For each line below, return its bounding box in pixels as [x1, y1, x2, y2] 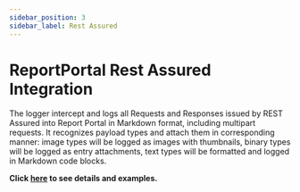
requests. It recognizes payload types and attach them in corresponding [9, 127, 275, 138]
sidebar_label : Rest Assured [9, 21, 118, 30]
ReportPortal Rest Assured [9, 60, 212, 80]
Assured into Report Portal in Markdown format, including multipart [9, 118, 256, 129]
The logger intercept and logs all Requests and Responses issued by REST [9, 108, 284, 119]
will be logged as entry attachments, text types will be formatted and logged [9, 146, 290, 157]
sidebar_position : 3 [9, 13, 87, 22]
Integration [9, 79, 94, 99]
